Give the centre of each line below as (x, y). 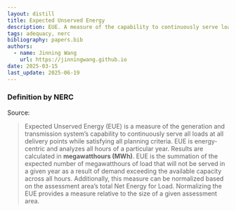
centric (35, 148)
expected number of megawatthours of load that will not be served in (125, 163)
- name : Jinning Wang (45, 53)
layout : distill (31, 14)
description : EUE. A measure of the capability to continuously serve (113, 27)
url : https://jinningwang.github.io (74, 60)
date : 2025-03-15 (33, 66)
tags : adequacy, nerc (39, 33)
